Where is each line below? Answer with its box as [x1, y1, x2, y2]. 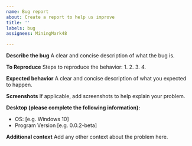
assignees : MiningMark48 [6, 31, 67, 37]
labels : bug [6, 25, 35, 31]
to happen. [6, 81, 32, 89]
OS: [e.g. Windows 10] [14, 116, 69, 123]
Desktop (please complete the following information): [6, 104, 141, 111]
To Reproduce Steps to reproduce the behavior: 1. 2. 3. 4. [6, 63, 147, 71]
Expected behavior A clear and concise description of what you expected [6, 75, 187, 82]
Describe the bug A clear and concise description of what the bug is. [6, 52, 175, 59]
